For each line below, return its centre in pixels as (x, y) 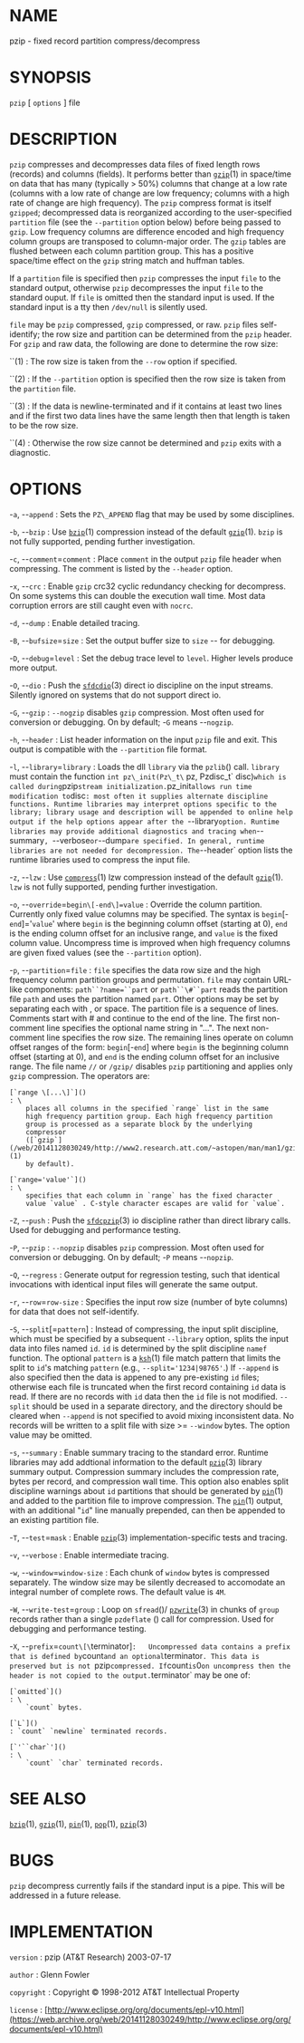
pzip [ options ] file (45, 102)
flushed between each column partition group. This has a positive (132, 251)
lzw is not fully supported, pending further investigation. (114, 887)
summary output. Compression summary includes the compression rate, (144, 1471)
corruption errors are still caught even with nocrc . (101, 605)
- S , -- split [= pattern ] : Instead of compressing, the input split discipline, (144, 1329)
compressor (46, 1132)
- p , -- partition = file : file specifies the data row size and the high (135, 969)
